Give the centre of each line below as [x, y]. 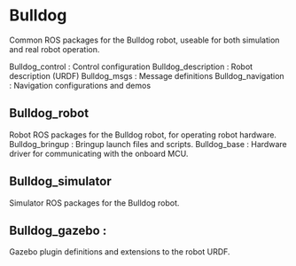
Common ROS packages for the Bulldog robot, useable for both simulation [144, 40]
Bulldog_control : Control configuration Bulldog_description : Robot [131, 66]
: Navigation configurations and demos [80, 85]
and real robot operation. [55, 49]
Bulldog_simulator [61, 181]
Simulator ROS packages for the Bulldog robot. [94, 203]
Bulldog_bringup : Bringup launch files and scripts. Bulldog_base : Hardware [148, 144]
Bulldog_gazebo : [58, 230]
